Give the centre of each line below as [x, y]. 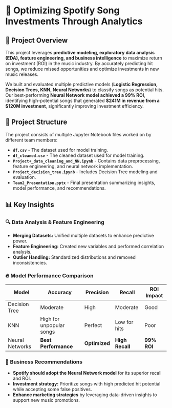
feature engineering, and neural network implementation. [73, 166]
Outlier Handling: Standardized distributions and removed [74, 257]
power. [20, 241]
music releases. [22, 74]
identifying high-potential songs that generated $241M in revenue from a [82, 100]
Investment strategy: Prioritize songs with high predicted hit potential [87, 384]
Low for [124, 322]
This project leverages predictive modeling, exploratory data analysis [80, 53]
